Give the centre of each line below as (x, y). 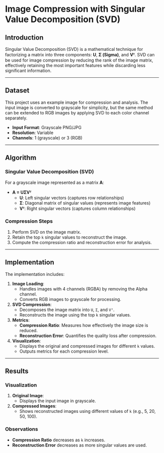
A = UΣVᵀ (22, 192)
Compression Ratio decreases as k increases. (59, 440)
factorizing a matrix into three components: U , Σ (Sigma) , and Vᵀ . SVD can (80, 55)
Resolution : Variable (33, 133)
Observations (21, 429)
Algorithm (21, 158)
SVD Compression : (32, 304)
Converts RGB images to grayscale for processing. (70, 299)
